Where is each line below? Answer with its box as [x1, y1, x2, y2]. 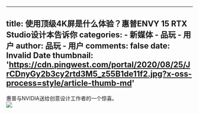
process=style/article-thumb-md [6, 78, 132, 89]
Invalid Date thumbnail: [6, 51, 94, 61]
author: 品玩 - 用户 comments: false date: [15, 41, 171, 51]
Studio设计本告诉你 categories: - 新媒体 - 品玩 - [6, 30, 182, 40]
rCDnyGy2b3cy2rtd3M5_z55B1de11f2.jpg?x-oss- [6, 69, 192, 79]
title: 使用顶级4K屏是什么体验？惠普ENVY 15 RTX [6, 19, 188, 29]
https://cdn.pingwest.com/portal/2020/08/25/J [8, 60, 191, 70]
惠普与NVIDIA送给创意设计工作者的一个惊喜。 [6, 95, 117, 102]
